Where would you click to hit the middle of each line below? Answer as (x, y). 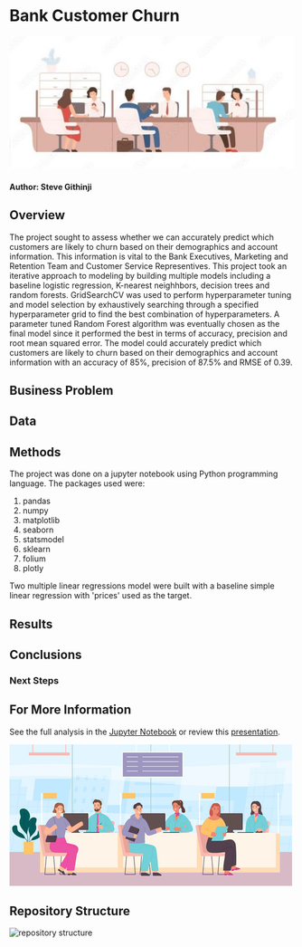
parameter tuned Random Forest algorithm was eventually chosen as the (145, 323)
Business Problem (61, 390)
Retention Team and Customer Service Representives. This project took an (148, 266)
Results (31, 624)
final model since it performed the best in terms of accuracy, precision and (148, 333)
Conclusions (46, 654)
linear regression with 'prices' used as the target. (101, 596)
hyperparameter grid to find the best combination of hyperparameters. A (145, 314)
